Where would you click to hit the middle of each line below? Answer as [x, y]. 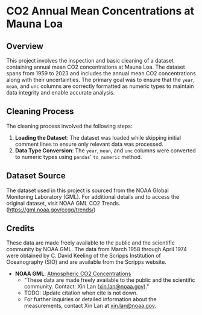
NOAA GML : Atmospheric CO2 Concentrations [73, 274]
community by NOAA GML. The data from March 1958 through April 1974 [96, 249]
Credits [21, 229]
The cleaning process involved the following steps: [69, 126]
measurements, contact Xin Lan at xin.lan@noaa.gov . [90, 306]
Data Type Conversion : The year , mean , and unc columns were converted [105, 150]
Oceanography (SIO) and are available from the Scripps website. [87, 262]
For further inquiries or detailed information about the [90, 299]
